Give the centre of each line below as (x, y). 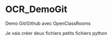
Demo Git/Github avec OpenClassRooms (48, 23)
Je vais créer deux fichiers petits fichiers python (56, 33)
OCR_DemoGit (36, 9)
